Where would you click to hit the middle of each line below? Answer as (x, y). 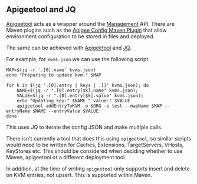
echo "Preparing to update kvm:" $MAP (54, 75)
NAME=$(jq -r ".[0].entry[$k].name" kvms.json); (78, 91)
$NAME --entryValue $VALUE (65, 111)
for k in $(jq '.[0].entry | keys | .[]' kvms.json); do (78, 85)
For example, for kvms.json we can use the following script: (78, 59)
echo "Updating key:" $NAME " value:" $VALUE (74, 101)
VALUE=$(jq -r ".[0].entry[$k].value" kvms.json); (80, 96)
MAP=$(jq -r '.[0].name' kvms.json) (51, 70)
